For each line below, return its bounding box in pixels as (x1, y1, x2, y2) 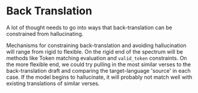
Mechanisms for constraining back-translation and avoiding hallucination (6, 42, 187, 49)
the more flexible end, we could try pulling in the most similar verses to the (6, 61, 191, 68)
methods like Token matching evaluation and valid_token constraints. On (6, 54, 188, 61)
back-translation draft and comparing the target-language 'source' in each (6, 67, 191, 74)
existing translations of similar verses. (6, 79, 101, 87)
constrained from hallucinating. (6, 30, 84, 37)
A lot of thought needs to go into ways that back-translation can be (6, 24, 173, 31)
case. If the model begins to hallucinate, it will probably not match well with (6, 73, 193, 80)
